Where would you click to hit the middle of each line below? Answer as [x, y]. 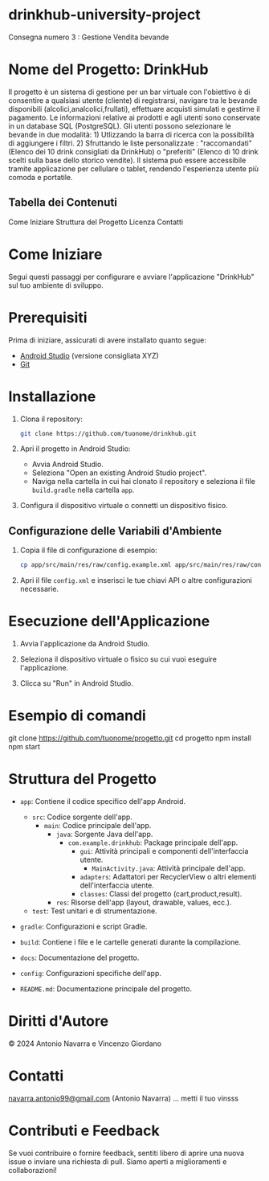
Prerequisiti [48, 317]
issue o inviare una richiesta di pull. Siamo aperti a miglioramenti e [118, 1161]
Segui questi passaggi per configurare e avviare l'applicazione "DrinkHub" [131, 277]
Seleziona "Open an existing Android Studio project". [119, 473]
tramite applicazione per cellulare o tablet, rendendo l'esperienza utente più [134, 168]
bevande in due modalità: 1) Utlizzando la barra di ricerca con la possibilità [131, 134]
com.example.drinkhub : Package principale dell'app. [153, 843]
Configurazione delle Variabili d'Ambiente [115, 531]
